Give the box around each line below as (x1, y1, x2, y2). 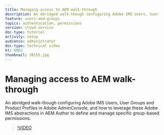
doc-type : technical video (5, 43, 60, 48)
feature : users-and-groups (5, 16, 60, 21)
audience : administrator (5, 39, 56, 44)
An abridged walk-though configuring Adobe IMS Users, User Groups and (5, 100, 154, 106)
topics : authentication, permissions (5, 20, 82, 26)
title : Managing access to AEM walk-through (5, 7, 97, 12)
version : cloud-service (5, 25, 54, 30)
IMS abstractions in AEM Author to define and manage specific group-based (5, 110, 160, 116)
